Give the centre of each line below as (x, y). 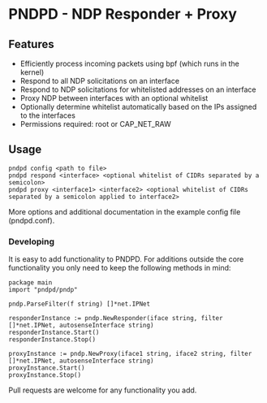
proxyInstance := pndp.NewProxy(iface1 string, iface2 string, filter (130, 354)
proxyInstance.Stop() (45, 375)
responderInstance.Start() (54, 333)
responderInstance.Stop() (52, 340)
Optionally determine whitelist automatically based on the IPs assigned (138, 107)
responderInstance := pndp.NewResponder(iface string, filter (116, 318)
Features (31, 44)
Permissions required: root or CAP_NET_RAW (96, 124)
